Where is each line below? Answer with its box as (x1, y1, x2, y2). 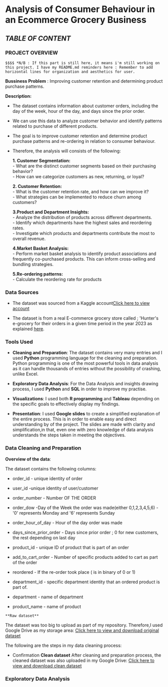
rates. (12, 224, 24, 231)
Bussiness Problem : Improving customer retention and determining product (5, 78, 163, 84)
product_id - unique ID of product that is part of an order (12, 544, 129, 550)
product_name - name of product (12, 603, 81, 609)
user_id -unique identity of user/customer (12, 485, 98, 491)
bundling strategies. (12, 261, 54, 267)
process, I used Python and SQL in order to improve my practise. (12, 386, 147, 392)
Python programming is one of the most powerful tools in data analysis (12, 360, 158, 366)
